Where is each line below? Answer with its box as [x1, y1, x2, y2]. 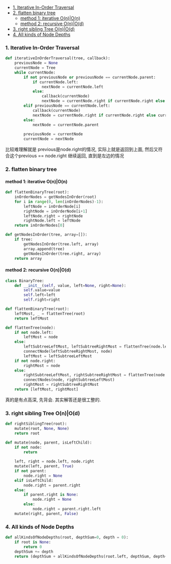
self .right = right [23, 297, 60, 303]
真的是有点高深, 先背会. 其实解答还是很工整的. [5, 397, 101, 403]
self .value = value [23, 288, 60, 293]
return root [14, 431, 40, 436]
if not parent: [14, 469, 47, 474]
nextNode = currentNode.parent [32, 122, 99, 127]
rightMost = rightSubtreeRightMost [23, 382, 99, 387]
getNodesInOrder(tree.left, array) [23, 241, 99, 247]
